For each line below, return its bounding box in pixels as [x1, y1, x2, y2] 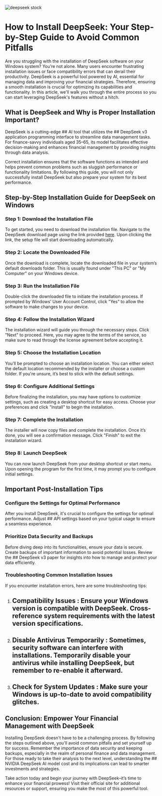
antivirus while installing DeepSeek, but [12, 659, 134, 667]
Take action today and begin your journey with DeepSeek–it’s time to [5, 775, 142, 781]
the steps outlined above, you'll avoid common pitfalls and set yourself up [5, 740, 152, 746]
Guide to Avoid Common [40, 32, 139, 43]
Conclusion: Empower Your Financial [5, 715, 118, 723]
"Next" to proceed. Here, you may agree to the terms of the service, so [5, 332, 147, 338]
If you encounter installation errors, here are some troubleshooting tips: [5, 583, 147, 588]
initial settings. [5, 471, 34, 477]
